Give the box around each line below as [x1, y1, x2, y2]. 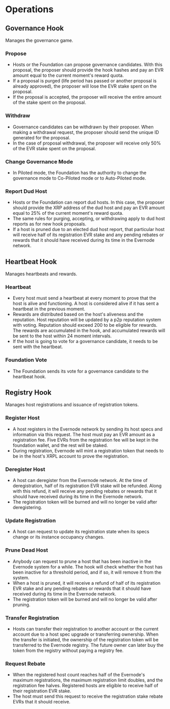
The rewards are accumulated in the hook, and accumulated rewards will [12, 327, 165, 334]
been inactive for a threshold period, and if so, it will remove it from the [12, 569, 162, 575]
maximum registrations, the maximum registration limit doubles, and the [12, 677, 163, 683]
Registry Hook [5, 388, 52, 396]
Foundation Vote [5, 356, 47, 363]
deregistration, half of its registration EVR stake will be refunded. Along [12, 483, 162, 489]
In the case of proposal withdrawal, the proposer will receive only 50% [12, 140, 161, 146]
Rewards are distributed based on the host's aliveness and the [12, 311, 144, 318]
